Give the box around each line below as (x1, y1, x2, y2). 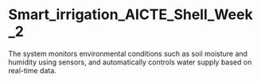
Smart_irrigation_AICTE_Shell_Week (8, 6, 253, 24)
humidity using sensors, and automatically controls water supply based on (8, 57, 252, 67)
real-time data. (8, 65, 57, 75)
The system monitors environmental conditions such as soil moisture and (8, 49, 248, 58)
